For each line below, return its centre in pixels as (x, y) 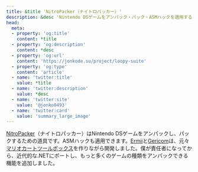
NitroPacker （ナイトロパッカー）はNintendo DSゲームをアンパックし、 (92, 134)
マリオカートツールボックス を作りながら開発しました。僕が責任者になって (97, 148)
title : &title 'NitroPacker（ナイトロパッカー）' (64, 12)
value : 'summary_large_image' (54, 116)
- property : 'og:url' (38, 56)
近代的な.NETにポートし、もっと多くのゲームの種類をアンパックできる (102, 156)
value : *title (34, 83)
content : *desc (35, 50)
